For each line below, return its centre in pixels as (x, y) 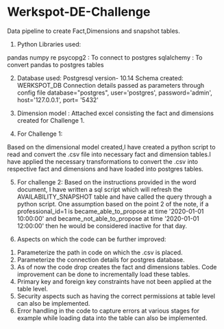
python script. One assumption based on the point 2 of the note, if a (113, 204)
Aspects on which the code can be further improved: (91, 239)
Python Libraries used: (49, 44)
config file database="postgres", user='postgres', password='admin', (114, 93)
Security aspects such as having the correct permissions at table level (116, 296)
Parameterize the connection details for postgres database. (101, 259)
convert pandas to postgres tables (55, 64)
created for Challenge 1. (51, 120)
